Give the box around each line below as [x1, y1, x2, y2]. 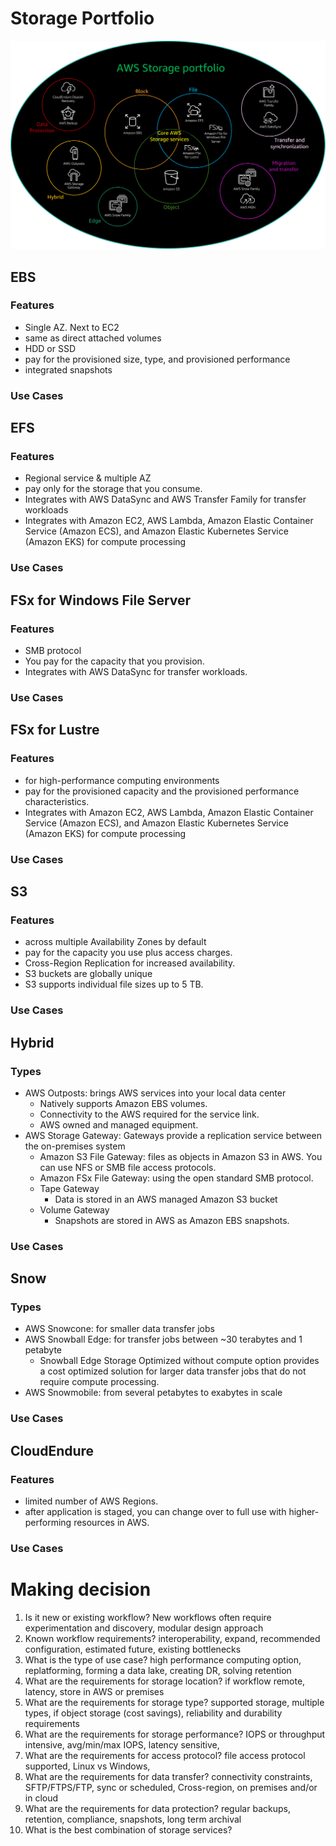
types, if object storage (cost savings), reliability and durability [24, 1707, 283, 1719]
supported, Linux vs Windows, [24, 1760, 151, 1772]
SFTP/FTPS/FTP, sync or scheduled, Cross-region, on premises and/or [24, 1781, 318, 1793]
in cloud [24, 1792, 59, 1804]
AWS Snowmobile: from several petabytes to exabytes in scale [24, 1387, 283, 1399]
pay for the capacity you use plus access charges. [24, 947, 233, 959]
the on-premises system [24, 1140, 126, 1152]
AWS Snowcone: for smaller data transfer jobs [24, 1323, 215, 1335]
